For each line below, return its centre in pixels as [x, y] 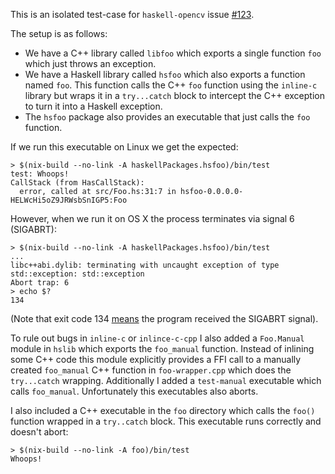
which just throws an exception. [90, 63]
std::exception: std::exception [77, 274]
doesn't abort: [39, 432]
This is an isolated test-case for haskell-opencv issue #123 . [132, 14]
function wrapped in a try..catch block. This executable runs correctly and [166, 421]
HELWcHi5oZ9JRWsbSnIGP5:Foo [69, 200]
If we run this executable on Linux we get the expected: [124, 147]
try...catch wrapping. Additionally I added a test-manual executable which [166, 380]
